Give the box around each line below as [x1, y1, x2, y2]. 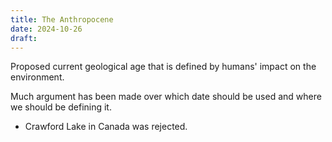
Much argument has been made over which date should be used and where [10, 91, 322, 103]
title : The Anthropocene [10, 14, 114, 25]
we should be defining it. [10, 101, 112, 113]
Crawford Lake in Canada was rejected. [24, 121, 188, 133]
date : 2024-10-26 [10, 24, 83, 34]
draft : [10, 33, 38, 43]
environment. [10, 71, 65, 83]
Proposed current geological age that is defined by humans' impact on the [10, 61, 317, 73]
